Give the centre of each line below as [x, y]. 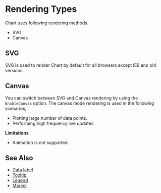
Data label [23, 170]
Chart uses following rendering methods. [47, 23]
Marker [20, 186]
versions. [14, 70]
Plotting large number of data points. [50, 118]
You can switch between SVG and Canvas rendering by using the [72, 98]
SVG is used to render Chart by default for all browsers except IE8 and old [80, 65]
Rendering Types [41, 9]
